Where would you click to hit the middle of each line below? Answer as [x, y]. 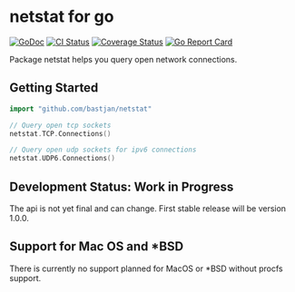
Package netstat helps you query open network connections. [123, 59]
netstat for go [62, 17]
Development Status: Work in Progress [122, 186]
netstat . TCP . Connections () [60, 133]
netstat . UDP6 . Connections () [63, 159]
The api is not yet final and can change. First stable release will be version [148, 208]
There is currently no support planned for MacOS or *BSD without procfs [146, 268]
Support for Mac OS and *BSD [97, 247]
